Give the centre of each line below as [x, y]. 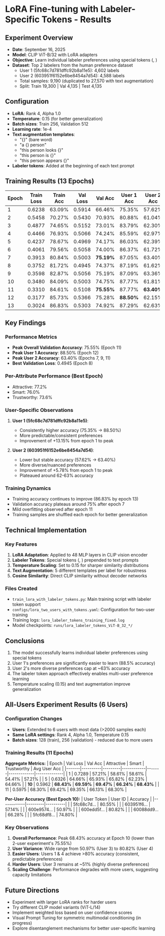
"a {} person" [33, 145]
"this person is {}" [38, 155]
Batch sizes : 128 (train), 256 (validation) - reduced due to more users [82, 740]
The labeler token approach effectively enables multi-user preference [82, 673]
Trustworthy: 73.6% [32, 397]
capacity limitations [32, 875]
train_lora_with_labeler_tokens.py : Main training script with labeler [82, 599]
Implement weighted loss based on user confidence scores [72, 913]
